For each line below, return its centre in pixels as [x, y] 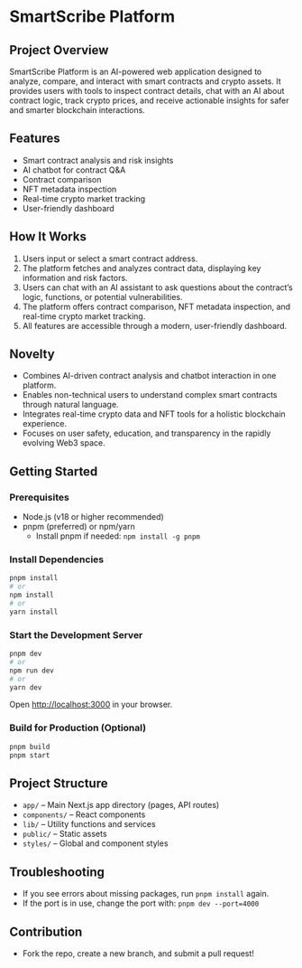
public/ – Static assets [64, 834]
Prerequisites [39, 497]
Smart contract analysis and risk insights [98, 160]
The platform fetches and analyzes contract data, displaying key [142, 268]
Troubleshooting [57, 872]
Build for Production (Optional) [78, 728]
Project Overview [59, 50]
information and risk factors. [75, 277]
